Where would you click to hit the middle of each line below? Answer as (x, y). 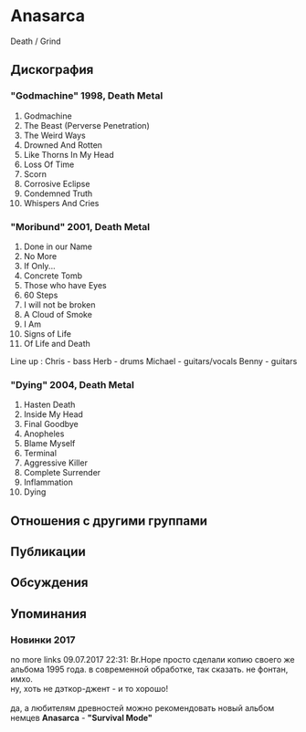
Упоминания (49, 614)
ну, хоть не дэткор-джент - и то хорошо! (89, 689)
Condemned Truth (58, 193)
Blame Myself (49, 444)
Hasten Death (49, 405)
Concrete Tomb (53, 276)
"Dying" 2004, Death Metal (73, 384)
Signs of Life (47, 333)
